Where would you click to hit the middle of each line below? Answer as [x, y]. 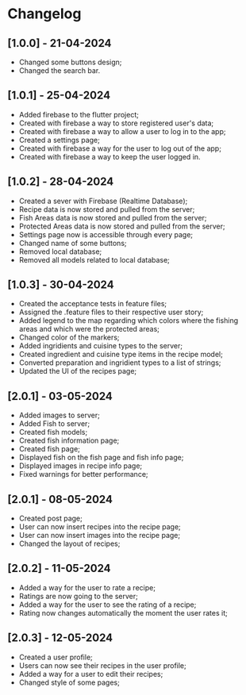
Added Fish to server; [54, 424]
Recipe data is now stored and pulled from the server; [107, 209]
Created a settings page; [59, 140]
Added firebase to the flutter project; [79, 114]
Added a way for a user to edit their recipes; [91, 674]
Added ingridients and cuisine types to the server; [101, 346]
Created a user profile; [56, 657]
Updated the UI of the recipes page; [78, 371]
